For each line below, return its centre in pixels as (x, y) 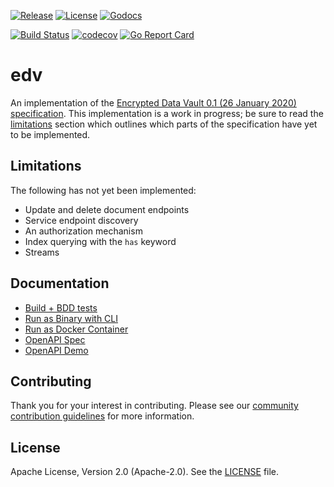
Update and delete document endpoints (107, 209)
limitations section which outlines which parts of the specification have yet (164, 124)
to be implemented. (50, 134)
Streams (42, 252)
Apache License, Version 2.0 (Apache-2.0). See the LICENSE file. (145, 472)
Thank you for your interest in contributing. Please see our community (154, 406)
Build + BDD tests (61, 307)
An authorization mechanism (83, 231)
